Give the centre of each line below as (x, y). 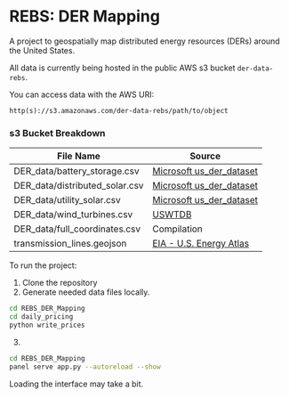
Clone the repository (60, 283)
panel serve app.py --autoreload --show (85, 367)
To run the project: (43, 265)
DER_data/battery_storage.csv (76, 171)
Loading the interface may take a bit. (76, 384)
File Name (79, 156)
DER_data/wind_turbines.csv (73, 215)
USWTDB (172, 215)
